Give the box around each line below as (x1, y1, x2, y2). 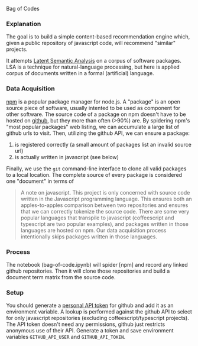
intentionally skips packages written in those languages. (20, 233, 158, 240)
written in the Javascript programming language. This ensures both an (20, 195, 192, 202)
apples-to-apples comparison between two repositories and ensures (20, 201, 189, 209)
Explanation (6, 20, 41, 28)
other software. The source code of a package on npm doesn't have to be (6, 111, 186, 118)
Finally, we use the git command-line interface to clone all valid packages (6, 165, 187, 172)
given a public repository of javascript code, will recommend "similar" (6, 40, 176, 47)
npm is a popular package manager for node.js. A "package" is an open (6, 98, 180, 105)
